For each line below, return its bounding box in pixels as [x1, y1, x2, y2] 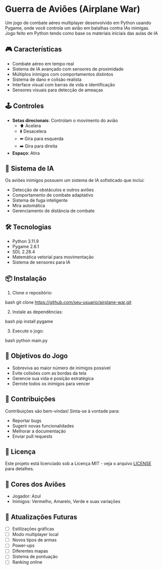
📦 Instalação [5, 274, 47, 283]
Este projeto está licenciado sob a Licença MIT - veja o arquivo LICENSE [5, 461, 152, 466]
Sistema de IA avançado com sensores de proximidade [12, 66, 124, 72]
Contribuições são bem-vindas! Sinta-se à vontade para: [5, 408, 120, 414]
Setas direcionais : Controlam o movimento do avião [12, 117, 118, 123]
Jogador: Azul [12, 493, 41, 499]
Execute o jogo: [12, 328, 44, 334]
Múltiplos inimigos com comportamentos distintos [12, 71, 113, 77]
